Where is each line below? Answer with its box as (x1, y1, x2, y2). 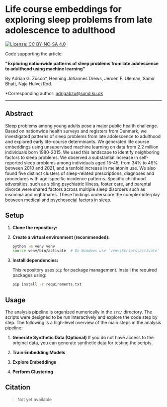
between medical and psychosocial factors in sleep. (5, 197, 112, 203)
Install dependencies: (12, 258, 59, 264)
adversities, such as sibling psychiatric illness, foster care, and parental (5, 181, 152, 187)
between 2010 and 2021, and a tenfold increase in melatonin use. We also (5, 165, 156, 171)
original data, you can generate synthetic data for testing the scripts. (12, 340, 153, 346)
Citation (5, 383, 31, 392)
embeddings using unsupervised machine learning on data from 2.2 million (5, 143, 159, 150)
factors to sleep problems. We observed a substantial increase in (5, 154, 138, 160)
